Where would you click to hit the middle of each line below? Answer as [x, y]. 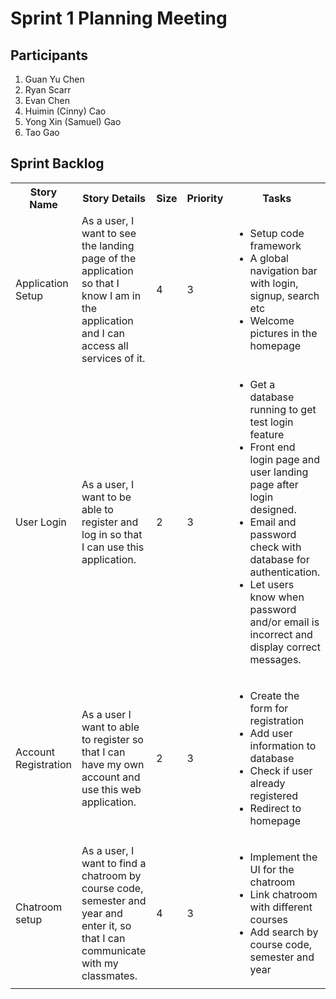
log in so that [112, 534]
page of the [109, 258]
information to [283, 745]
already [267, 783]
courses [268, 919]
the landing [108, 245]
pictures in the [283, 333]
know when [277, 597]
